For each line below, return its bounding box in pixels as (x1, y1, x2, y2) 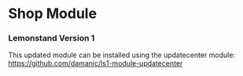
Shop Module (8, 5, 97, 23)
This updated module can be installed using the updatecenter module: (8, 50, 236, 60)
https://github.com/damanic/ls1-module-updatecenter (8, 59, 183, 68)
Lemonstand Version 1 (8, 33, 95, 44)
